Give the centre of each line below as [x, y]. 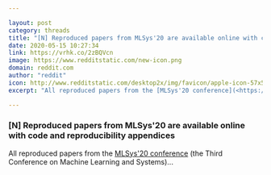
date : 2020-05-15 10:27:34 [54, 45]
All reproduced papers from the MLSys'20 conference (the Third [116, 153]
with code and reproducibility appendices [92, 135]
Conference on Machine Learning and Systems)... [91, 161]
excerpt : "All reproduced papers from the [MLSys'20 [99, 90]
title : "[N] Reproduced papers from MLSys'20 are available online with [133, 38]
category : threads [39, 30]
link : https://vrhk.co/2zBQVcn [61, 53]
